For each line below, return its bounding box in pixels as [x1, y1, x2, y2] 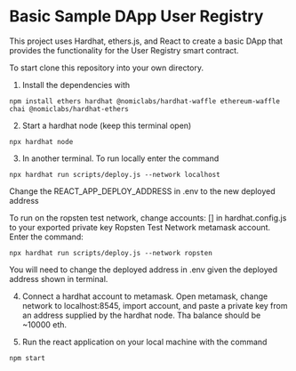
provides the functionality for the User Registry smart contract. [9, 44, 239, 55]
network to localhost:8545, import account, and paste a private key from [21, 300, 288, 311]
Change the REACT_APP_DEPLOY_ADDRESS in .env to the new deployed [9, 185, 276, 197]
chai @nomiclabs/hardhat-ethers [9, 104, 129, 113]
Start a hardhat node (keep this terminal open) [21, 120, 192, 131]
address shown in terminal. [9, 273, 108, 284]
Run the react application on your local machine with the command [21, 336, 268, 347]
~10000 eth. [21, 319, 68, 330]
